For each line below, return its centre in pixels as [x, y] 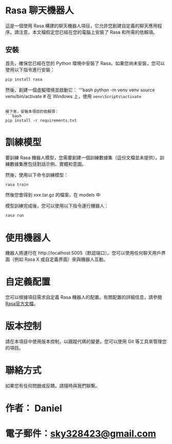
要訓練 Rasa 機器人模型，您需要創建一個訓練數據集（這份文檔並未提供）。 [83, 158]
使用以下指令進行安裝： [30, 69]
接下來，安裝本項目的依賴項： [32, 111]
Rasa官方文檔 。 [22, 304]
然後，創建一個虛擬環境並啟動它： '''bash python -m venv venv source [80, 90]
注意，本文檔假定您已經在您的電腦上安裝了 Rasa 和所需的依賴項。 [88, 32]
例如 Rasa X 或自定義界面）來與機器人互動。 [61, 259]
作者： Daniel [34, 408]
